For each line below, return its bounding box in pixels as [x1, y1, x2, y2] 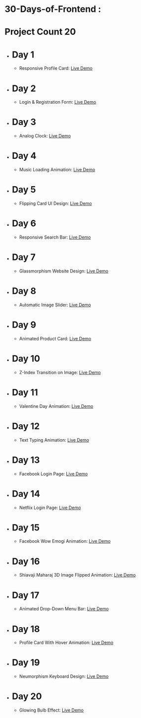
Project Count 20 [4, 26, 76, 38]
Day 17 [11, 589, 40, 601]
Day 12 [11, 420, 40, 432]
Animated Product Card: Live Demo [19, 335, 92, 341]
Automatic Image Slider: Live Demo [19, 302, 91, 308]
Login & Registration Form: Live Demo [19, 99, 96, 105]
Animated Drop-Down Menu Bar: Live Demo [19, 606, 109, 612]
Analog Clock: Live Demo [19, 133, 71, 139]
